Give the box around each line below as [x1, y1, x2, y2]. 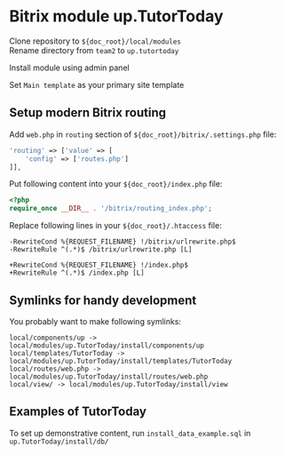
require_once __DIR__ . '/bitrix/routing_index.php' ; [9, 204, 213, 213]
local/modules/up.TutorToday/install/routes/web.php [9, 371, 209, 381]
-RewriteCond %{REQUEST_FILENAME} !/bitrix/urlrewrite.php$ [9, 237, 237, 246]
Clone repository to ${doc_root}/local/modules [9, 36, 182, 46]
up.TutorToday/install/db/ [9, 437, 109, 446]
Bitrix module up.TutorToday [9, 6, 224, 27]
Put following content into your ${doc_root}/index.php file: [9, 179, 223, 189]
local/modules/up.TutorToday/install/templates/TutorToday [9, 356, 233, 365]
